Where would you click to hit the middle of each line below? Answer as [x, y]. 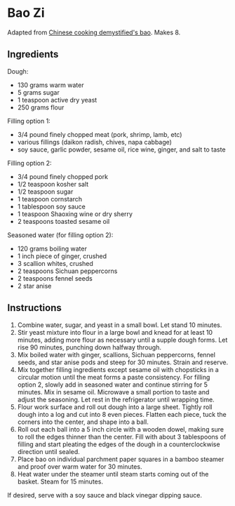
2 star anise [34, 286]
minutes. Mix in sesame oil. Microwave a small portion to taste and [113, 392]
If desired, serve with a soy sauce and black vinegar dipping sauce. [105, 495]
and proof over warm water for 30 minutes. [80, 466]
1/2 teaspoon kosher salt [53, 184]
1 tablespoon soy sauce [52, 206]
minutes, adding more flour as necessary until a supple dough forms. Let [122, 340]
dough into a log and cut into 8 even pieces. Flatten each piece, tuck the [122, 414]
